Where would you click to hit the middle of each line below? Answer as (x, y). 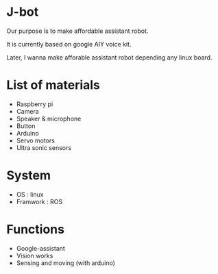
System (29, 176)
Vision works (35, 256)
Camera (27, 111)
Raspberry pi (35, 104)
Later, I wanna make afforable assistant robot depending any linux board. (109, 57)
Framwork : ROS (39, 201)
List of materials (53, 85)
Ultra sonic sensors (44, 147)
